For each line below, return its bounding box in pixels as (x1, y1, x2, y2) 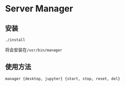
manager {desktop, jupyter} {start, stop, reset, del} (5, 76, 121, 81)
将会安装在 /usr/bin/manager (5, 47, 63, 53)
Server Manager (5, 3, 73, 14)
